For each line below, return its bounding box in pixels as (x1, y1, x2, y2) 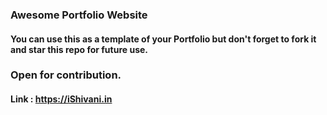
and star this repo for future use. (10, 43, 149, 55)
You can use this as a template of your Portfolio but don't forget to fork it (10, 33, 317, 45)
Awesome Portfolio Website (10, 8, 148, 22)
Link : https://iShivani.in (10, 93, 113, 105)
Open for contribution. (10, 68, 122, 82)
